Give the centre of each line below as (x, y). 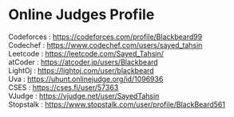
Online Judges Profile (81, 15)
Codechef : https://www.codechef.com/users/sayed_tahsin (105, 45)
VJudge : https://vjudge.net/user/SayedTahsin (84, 96)
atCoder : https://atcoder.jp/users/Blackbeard (83, 62)
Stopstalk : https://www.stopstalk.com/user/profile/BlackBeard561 (117, 104)
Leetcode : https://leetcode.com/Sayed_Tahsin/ (86, 53)
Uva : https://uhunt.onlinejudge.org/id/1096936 (86, 79)
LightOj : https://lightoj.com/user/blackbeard (81, 70)
